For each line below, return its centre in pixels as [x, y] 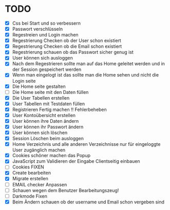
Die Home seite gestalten [39, 86]
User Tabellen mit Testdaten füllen [49, 104]
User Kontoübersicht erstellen [44, 115]
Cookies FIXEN [28, 167]
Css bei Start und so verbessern [46, 23]
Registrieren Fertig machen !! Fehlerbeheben [60, 109]
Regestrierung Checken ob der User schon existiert [67, 41]
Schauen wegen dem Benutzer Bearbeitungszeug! [65, 190]
